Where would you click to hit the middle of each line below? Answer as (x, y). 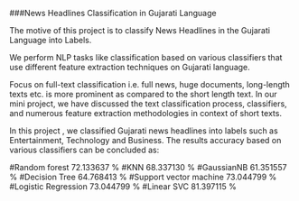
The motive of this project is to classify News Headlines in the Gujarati (140, 30)
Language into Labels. (51, 40)
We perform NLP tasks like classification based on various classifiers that (146, 57)
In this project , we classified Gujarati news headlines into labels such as (144, 131)
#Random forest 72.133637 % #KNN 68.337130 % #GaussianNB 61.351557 (148, 167)
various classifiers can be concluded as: (84, 150)
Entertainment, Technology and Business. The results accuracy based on (145, 140)
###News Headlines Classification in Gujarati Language (113, 13)
